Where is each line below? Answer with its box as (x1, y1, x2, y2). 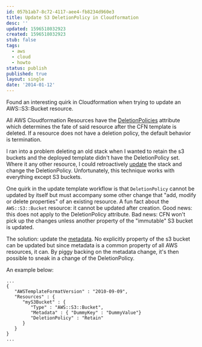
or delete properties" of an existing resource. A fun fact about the (6, 198, 169, 205)
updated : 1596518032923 (6, 25, 66, 32)
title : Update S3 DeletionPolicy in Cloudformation (6, 15, 139, 21)
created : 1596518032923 (6, 31, 66, 37)
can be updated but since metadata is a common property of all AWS (6, 242, 178, 248)
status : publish (6, 65, 47, 71)
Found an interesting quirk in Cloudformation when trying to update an (6, 99, 181, 106)
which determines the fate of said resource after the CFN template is (6, 123, 177, 130)
